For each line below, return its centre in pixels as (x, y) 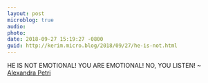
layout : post (26, 13)
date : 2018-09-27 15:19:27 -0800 (55, 39)
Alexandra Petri (29, 73)
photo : (17, 33)
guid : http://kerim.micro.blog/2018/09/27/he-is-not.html (92, 46)
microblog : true (30, 20)
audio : (17, 26)
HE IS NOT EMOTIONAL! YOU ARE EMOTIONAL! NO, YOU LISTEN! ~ (104, 65)
